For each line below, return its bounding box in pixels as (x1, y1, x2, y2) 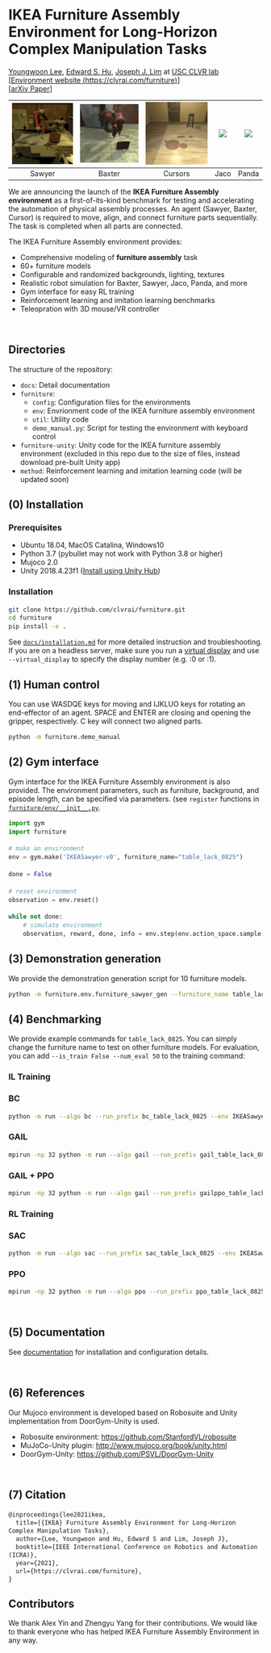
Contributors (8, 1596, 75, 1610)
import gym (8, 819, 45, 827)
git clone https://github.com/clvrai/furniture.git (8, 606, 186, 614)
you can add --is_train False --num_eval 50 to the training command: (8, 1051, 246, 1061)
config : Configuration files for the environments (31, 397, 191, 407)
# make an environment (8, 845, 85, 853)
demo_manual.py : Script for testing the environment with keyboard (31, 422, 248, 433)
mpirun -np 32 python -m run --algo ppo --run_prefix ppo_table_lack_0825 (8, 1288, 265, 1296)
